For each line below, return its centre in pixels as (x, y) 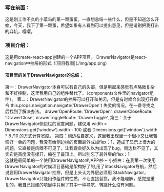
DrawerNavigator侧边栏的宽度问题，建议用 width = (56, 124)
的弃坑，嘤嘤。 (20, 32)
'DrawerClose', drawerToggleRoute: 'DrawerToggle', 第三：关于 (68, 117)
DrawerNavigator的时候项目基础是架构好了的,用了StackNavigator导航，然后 (81, 166)
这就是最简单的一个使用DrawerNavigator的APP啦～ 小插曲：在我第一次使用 (81, 160)
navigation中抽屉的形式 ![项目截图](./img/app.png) (56, 63)
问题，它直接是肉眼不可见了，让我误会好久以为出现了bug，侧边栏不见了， (80, 148)
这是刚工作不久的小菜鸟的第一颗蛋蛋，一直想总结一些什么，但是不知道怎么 (80, 19)
